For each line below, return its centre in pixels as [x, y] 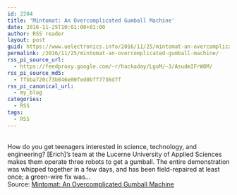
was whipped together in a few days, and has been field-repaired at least [114, 169]
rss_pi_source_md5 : [36, 73]
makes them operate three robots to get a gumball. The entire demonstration [119, 161]
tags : [15, 112]
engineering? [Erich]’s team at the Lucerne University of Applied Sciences [115, 154]
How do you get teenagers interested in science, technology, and [102, 146]
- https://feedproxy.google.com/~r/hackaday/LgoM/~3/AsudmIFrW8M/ [113, 66]
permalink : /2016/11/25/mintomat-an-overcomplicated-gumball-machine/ [113, 54]
